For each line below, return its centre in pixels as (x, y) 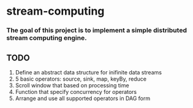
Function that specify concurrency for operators (76, 92)
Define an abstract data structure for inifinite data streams (89, 72)
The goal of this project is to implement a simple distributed (96, 31)
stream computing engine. (47, 38)
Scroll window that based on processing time (72, 85)
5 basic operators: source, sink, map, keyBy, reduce (81, 79)
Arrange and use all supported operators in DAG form (83, 98)
